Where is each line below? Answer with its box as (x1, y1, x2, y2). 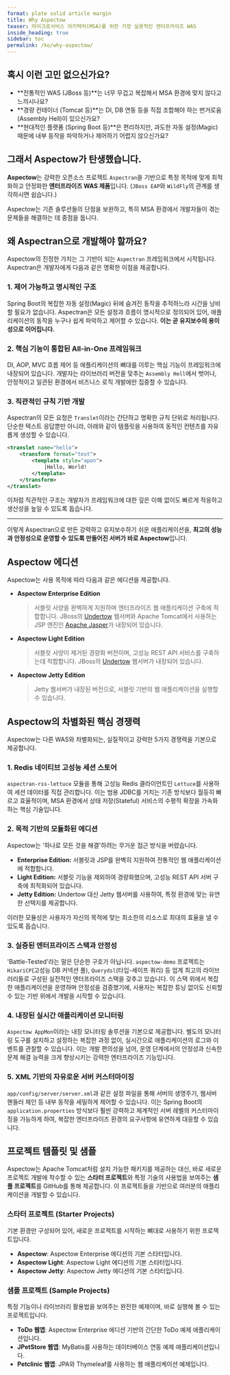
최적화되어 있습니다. (29, 881, 84, 890)
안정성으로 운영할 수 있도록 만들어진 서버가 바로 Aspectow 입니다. (14, 534, 188, 542)
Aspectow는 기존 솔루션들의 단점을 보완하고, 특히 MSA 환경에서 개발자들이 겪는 (7, 205, 220, 213)
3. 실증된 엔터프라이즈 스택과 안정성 (7, 940, 118, 950)
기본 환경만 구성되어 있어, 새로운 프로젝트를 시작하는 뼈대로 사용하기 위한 (7, 1226, 201, 1234)
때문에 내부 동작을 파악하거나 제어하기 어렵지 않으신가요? (16, 131, 169, 139)
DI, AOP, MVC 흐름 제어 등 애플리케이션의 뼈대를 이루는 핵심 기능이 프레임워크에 (7, 361, 221, 369)
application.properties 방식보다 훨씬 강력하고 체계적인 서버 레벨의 (7, 1106, 190, 1114)
